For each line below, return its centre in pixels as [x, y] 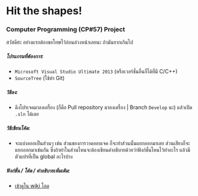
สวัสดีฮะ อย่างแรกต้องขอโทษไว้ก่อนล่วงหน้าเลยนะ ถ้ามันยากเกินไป [70, 42]
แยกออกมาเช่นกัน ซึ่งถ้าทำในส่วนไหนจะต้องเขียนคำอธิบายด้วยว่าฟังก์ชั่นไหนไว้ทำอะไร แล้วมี [102, 150]
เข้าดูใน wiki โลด [32, 186]
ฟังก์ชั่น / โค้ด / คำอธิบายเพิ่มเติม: [38, 171]
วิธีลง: [12, 92]
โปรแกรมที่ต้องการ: [25, 56]
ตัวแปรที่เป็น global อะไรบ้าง [43, 157]
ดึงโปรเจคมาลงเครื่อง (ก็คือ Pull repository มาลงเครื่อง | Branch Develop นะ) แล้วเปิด [103, 107]
